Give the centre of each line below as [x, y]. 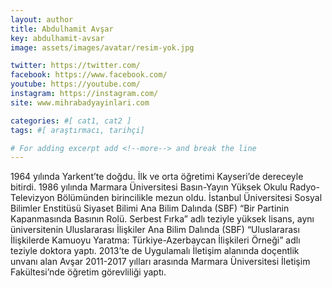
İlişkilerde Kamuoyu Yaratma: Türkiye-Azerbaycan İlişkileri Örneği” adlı [155, 240]
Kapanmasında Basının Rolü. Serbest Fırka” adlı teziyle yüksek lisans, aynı [162, 219]
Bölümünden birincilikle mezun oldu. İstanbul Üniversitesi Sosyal [189, 198]
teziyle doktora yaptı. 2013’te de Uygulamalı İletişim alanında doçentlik [155, 251]
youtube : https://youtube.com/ [75, 84]
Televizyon [32, 198]
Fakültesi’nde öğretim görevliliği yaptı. [88, 272]
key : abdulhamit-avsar [57, 38]
